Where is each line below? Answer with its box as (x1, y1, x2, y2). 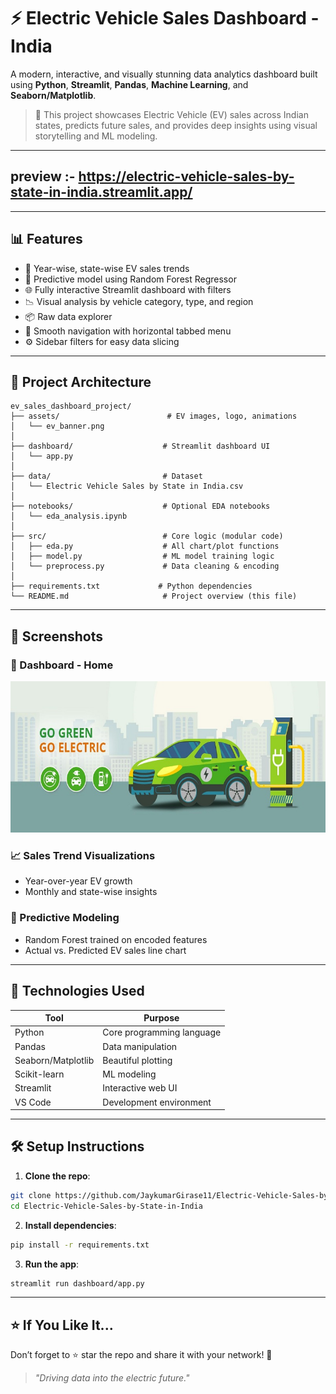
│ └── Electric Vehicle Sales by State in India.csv (10, 481, 244, 492)
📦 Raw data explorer (24, 310, 113, 322)
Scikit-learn (14, 1068, 65, 1080)
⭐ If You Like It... (10, 1316, 114, 1334)
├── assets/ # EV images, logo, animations (10, 411, 298, 422)
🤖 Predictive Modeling (10, 911, 120, 925)
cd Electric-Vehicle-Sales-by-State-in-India (10, 1201, 203, 1211)
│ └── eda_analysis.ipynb (10, 511, 128, 522)
